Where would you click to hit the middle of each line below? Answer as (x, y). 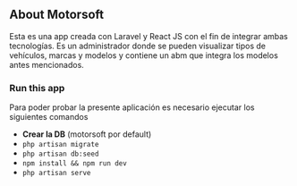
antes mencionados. (47, 64)
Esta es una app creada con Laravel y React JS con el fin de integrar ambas (149, 36)
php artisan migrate (60, 145)
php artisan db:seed (60, 154)
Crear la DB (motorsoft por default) (87, 134)
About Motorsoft (57, 15)
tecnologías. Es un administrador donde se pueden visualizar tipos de (138, 46)
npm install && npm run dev (74, 164)
